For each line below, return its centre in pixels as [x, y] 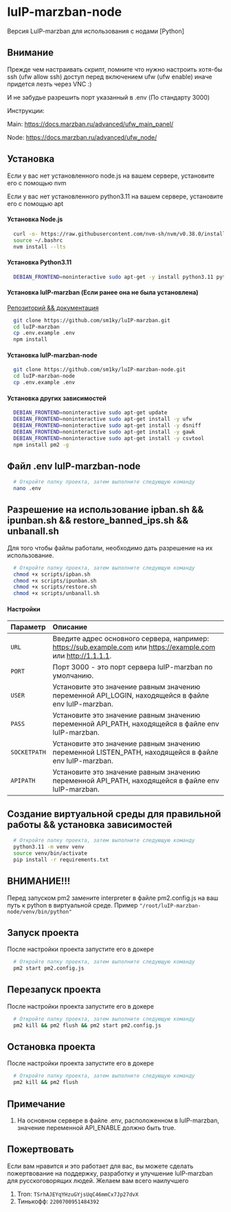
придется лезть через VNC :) [49, 84]
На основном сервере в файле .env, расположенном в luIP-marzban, [118, 1120]
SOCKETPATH [28, 752]
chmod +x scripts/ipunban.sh [55, 581]
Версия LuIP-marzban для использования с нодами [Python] [96, 31]
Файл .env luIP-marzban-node [74, 466]
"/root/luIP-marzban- [170, 906]
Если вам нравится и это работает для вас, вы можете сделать [100, 1166]
